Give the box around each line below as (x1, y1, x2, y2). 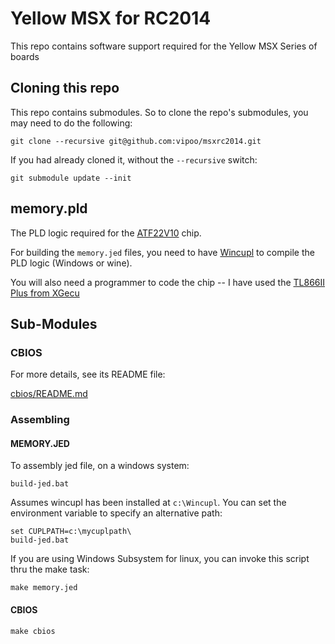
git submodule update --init (10, 173, 132, 183)
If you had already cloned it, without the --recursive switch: (10, 153, 258, 166)
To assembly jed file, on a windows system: (10, 460, 190, 472)
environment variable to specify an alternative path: (10, 507, 223, 519)
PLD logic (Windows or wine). (10, 257, 133, 269)
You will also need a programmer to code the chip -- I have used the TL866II (10, 276, 326, 288)
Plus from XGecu (10, 287, 80, 299)
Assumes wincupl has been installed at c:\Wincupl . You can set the (10, 497, 287, 509)
